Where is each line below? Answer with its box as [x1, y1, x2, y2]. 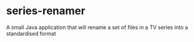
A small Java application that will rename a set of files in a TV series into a [6, 24, 188, 31]
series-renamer [6, 4, 85, 18]
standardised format [6, 30, 57, 37]
